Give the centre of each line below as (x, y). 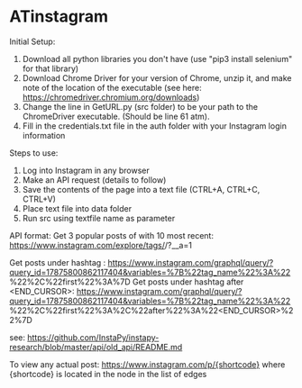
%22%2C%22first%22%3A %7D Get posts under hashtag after (127, 282)
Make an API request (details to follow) (94, 180)
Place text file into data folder (77, 208)
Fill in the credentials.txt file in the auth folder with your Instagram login (154, 126)
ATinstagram (59, 17)
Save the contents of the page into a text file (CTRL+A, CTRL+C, (141, 189)
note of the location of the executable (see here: (112, 87)
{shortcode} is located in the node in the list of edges (108, 374)
